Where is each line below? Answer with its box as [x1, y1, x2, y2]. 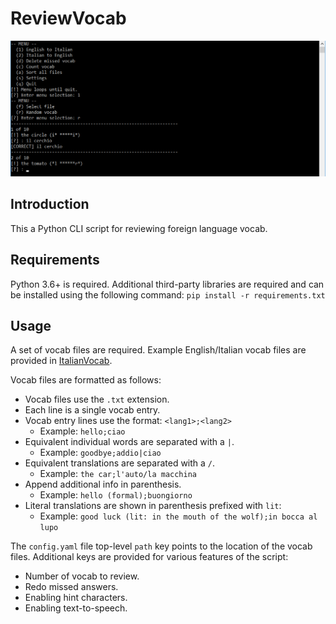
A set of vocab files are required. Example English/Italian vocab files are [10, 344, 307, 356]
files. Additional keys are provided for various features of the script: [10, 551, 289, 563]
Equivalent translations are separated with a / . [24, 457, 216, 469]
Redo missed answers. [24, 581, 119, 593]
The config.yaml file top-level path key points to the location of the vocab [10, 540, 313, 552]
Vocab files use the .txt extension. [24, 393, 170, 406]
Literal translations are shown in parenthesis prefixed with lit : [24, 500, 282, 512]
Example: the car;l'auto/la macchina [39, 468, 198, 480]
